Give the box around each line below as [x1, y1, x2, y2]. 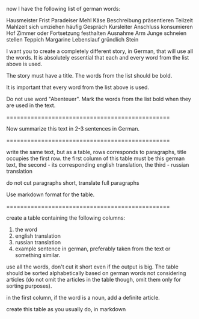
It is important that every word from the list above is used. [6, 84, 149, 91]
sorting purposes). [6, 282, 52, 290]
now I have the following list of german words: [6, 5, 121, 12]
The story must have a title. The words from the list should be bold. [6, 72, 173, 79]
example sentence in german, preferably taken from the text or [14, 245, 171, 252]
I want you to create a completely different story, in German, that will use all [6, 48, 194, 55]
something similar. [14, 252, 61, 258]
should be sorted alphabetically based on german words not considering [6, 270, 186, 276]
